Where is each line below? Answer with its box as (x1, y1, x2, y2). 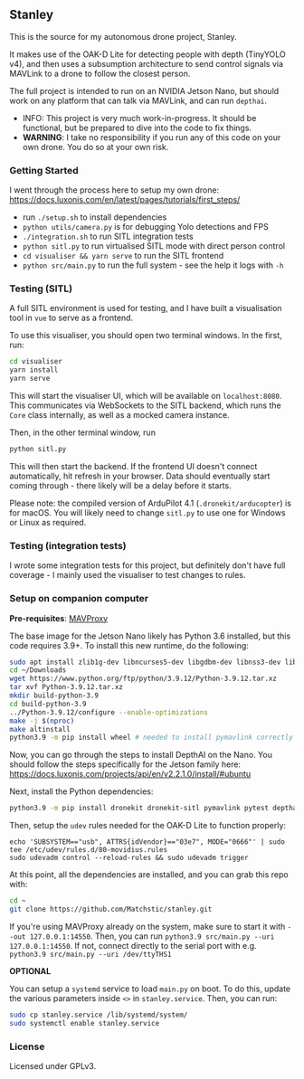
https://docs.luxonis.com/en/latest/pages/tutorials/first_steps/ (9, 194, 241, 205)
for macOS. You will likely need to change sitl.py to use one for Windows (9, 506, 287, 518)
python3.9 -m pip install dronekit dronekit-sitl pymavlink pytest (9, 804, 270, 813)
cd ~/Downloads (9, 666, 67, 675)
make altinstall (9, 724, 71, 734)
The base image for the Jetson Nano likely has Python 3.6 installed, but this (9, 630, 291, 641)
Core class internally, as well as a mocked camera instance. (9, 410, 230, 421)
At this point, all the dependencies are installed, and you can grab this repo (9, 869, 289, 880)
